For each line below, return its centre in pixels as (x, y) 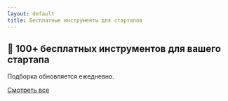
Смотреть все (28, 90)
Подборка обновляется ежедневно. (61, 76)
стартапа (28, 59)
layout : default (31, 14)
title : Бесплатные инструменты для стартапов (75, 20)
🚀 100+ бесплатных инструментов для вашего (114, 49)
